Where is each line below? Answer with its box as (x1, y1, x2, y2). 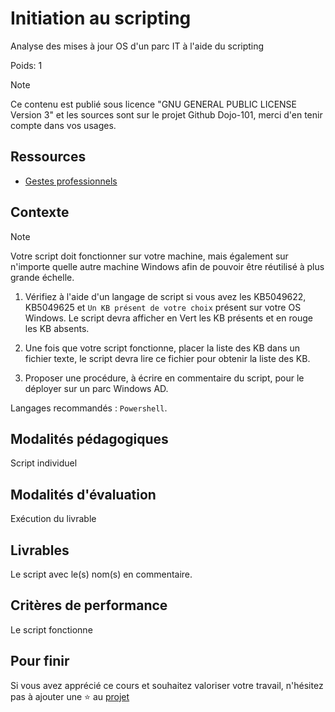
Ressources (10, 148, 87, 166)
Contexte (10, 204, 70, 221)
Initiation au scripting (10, 7, 192, 30)
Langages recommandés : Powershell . (10, 402, 168, 414)
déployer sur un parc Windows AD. (24, 382, 169, 394)
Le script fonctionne (10, 623, 93, 636)
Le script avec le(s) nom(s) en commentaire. (10, 568, 193, 580)
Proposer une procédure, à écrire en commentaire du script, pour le (24, 372, 305, 384)
